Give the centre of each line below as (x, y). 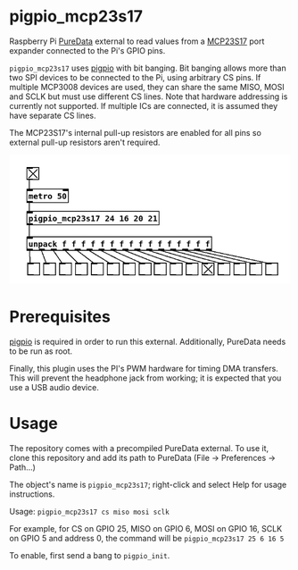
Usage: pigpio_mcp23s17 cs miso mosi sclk (89, 512)
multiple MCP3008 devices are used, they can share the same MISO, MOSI (147, 87)
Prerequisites (60, 317)
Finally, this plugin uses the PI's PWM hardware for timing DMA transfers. (144, 369)
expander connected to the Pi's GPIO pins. (87, 50)
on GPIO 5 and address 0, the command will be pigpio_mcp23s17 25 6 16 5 (147, 539)
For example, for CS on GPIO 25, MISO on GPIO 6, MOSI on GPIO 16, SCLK (146, 529)
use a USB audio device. (54, 388)
